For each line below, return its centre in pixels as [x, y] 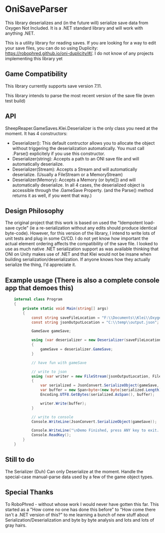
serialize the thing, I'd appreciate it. [41, 265]
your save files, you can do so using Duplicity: [52, 48]
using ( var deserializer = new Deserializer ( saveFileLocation [96, 340]
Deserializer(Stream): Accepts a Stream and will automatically [75, 169]
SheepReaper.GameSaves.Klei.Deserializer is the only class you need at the [82, 128]
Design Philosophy [34, 211]
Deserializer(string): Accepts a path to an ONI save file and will [76, 158]
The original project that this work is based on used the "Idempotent [74, 223]
